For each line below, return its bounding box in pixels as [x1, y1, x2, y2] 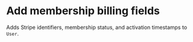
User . [6, 30, 19, 37]
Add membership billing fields [6, 4, 160, 18]
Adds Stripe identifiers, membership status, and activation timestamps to [6, 24, 188, 31]
